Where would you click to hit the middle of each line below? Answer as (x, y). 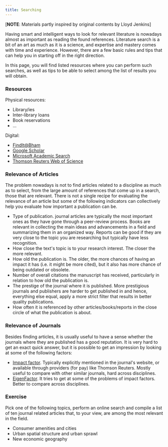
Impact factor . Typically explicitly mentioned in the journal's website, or (86, 362)
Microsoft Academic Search (41, 156)
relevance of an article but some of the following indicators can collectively (83, 201)
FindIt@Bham (26, 145)
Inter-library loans (31, 115)
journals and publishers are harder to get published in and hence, (80, 291)
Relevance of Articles (32, 174)
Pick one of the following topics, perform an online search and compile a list (84, 408)
